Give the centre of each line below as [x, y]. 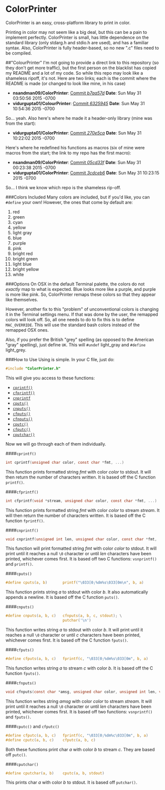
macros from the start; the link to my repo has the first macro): [68, 153]
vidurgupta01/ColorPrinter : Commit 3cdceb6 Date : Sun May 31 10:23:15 [86, 172]
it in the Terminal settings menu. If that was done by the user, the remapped [82, 314]
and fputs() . [18, 717]
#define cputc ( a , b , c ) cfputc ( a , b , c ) [51, 740]
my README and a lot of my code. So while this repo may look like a [74, 73]
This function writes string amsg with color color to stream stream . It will [79, 701]
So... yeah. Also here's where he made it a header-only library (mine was [79, 118]
